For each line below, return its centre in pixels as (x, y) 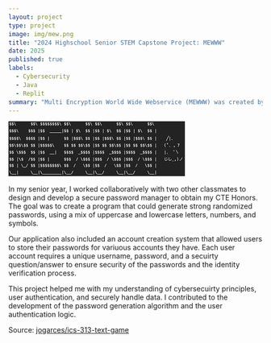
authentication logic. (42, 315)
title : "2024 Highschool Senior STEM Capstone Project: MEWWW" (117, 43)
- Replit (30, 93)
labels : (21, 68)
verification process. (42, 273)
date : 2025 (27, 51)
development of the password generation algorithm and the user (116, 306)
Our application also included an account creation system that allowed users (135, 239)
